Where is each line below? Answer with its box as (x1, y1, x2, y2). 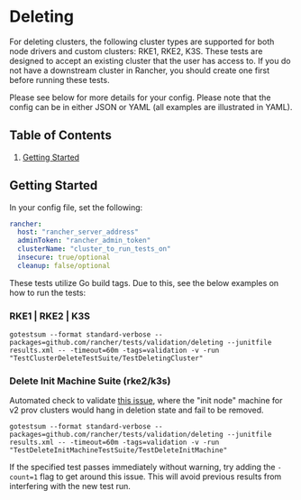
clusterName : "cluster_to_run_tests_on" (17, 245, 171, 254)
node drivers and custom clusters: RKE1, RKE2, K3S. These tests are (9, 45, 263, 56)
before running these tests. (9, 74, 110, 85)
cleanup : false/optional (17, 261, 111, 270)
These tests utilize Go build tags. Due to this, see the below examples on (9, 277, 279, 288)
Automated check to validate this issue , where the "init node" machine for (9, 395, 283, 406)
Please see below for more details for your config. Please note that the (9, 92, 271, 103)
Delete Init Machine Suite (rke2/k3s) (9, 375, 171, 387)
